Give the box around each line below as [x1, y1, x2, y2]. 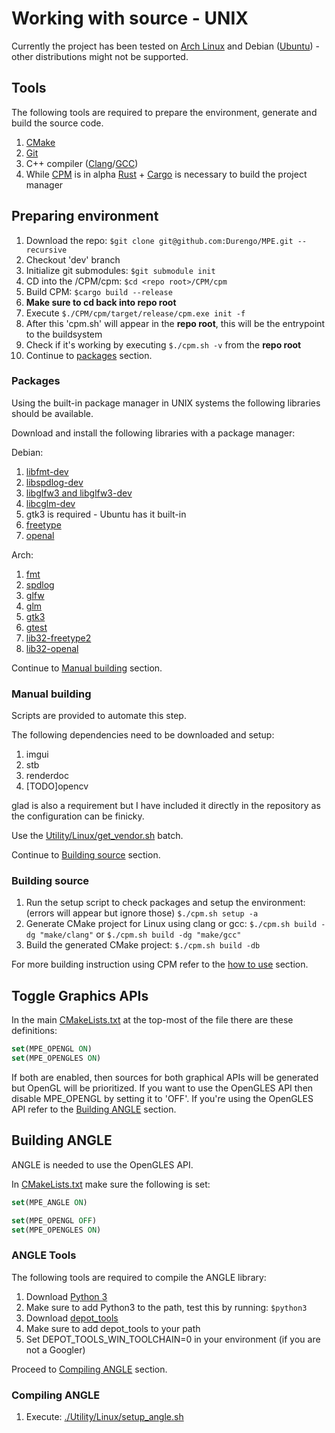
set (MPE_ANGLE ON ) [11, 1197, 88, 1207]
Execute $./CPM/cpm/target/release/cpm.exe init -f [25, 307, 246, 319]
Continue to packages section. [25, 349, 153, 361]
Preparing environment [11, 208, 159, 225]
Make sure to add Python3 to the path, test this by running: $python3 [25, 1301, 308, 1313]
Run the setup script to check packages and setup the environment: [25, 897, 306, 909]
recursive [25, 245, 68, 255]
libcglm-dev [25, 497, 76, 509]
